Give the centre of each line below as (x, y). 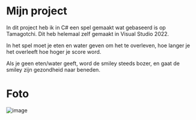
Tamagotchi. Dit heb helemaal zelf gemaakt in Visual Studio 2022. (88, 33)
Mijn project (37, 11)
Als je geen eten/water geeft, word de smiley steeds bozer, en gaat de (93, 63)
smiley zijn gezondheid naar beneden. (53, 69)
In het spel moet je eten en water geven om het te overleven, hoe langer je (98, 45)
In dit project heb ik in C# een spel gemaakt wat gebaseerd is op (86, 27)
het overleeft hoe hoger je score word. (54, 51)
